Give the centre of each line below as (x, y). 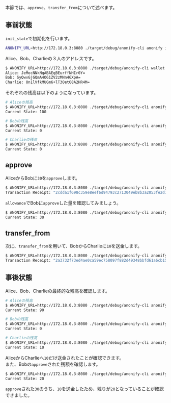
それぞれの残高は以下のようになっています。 (52, 93)
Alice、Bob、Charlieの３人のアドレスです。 (51, 58)
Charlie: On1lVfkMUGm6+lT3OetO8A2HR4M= (48, 82)
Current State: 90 (25, 310)
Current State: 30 (25, 217)
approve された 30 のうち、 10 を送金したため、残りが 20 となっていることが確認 (84, 389)
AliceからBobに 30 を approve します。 (42, 178)
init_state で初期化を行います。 (39, 38)
